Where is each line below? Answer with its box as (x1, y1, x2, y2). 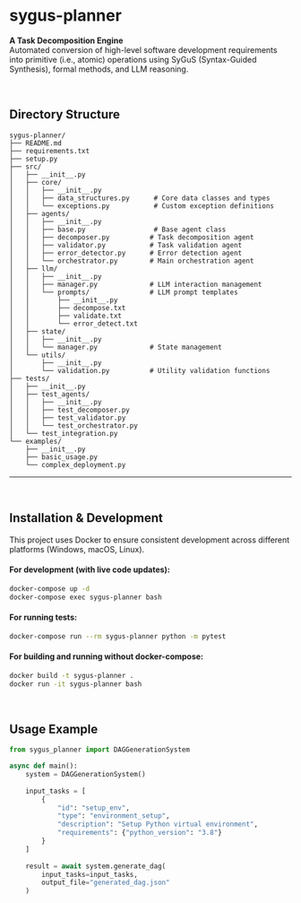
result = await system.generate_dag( (25, 862, 167, 871)
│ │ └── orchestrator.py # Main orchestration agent (9, 256, 254, 265)
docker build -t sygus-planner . (9, 671, 134, 680)
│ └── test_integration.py (9, 429, 118, 438)
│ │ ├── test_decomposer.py (9, 405, 130, 414)
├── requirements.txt (9, 146, 90, 155)
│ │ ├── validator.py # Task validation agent (9, 240, 243, 249)
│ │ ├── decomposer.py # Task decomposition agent (9, 232, 254, 242)
